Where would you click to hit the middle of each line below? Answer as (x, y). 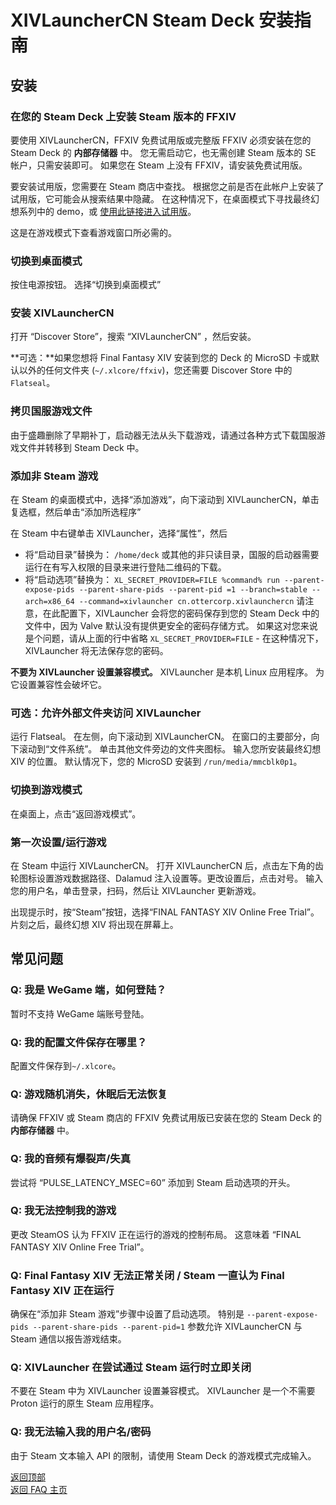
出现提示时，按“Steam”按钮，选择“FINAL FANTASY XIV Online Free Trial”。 (165, 912)
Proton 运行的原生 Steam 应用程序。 (85, 1403)
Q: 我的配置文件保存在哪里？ (79, 1042)
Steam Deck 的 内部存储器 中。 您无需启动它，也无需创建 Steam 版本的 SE (163, 152)
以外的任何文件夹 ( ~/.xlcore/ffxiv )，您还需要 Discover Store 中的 (155, 370)
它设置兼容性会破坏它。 (58, 685)
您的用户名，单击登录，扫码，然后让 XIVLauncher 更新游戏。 (136, 890)
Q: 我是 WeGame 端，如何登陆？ (88, 990)
